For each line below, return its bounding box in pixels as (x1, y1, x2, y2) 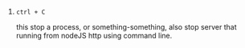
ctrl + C (15, 8, 46, 16)
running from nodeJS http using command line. (15, 31, 173, 40)
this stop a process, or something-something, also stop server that (15, 22, 237, 31)
